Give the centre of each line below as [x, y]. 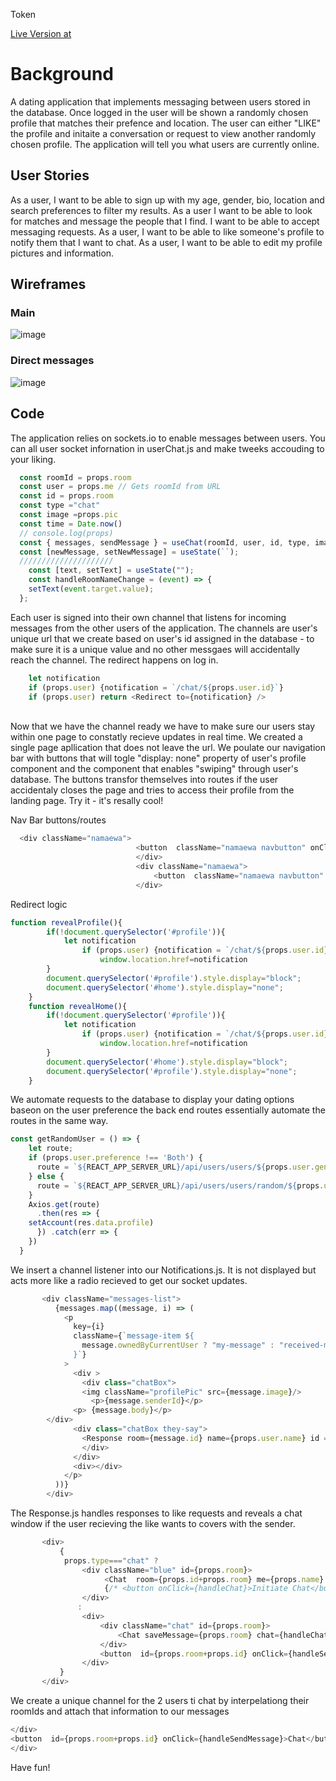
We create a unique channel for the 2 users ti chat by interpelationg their [160, 1701]
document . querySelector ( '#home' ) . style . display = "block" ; [167, 1062]
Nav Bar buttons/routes [58, 820]
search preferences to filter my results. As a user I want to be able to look [161, 210]
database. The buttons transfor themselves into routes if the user [144, 780]
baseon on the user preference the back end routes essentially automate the [168, 1110]
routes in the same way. [59, 1121]
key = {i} [89, 1327]
